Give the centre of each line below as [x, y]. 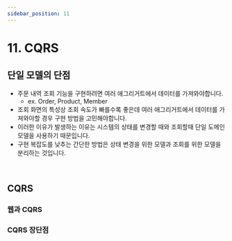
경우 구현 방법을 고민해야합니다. [84, 118]
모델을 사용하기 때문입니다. [53, 135]
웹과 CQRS [25, 209]
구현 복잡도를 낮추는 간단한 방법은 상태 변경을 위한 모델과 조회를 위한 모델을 [119, 144]
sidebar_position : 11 [39, 14]
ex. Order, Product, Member [67, 101]
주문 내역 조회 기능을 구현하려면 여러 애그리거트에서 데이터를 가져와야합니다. [120, 93]
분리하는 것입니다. [41, 153]
